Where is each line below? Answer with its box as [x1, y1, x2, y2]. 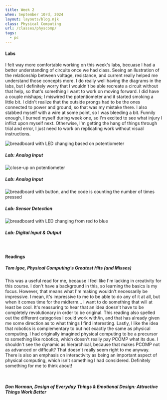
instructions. [5, 131, 31, 137]
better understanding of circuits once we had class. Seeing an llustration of [5, 67, 160, 73]
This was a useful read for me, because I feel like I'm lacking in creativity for [5, 277, 162, 283]
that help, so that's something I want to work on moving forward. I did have [5, 88, 160, 94]
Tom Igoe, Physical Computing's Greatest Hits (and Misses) [5, 265, 132, 271]
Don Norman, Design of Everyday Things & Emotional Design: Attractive [5, 383, 158, 390]
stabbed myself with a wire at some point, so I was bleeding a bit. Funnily [5, 109, 156, 115]
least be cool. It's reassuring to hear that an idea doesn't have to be [5, 304, 144, 310]
